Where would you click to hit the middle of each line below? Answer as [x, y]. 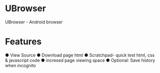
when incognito [21, 65]
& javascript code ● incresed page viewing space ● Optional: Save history [80, 60]
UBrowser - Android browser [34, 22]
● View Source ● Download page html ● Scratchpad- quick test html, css [80, 55]
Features [23, 42]
